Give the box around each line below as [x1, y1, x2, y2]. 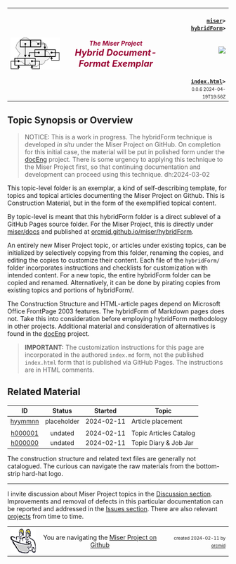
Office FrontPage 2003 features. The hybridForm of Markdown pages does [7, 307, 225, 315]
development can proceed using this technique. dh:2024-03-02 [24, 170, 210, 179]
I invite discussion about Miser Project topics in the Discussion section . [7, 489, 213, 498]
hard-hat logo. [22, 469, 63, 477]
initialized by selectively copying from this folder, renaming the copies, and [7, 249, 224, 257]
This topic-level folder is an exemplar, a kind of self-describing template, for [7, 184, 227, 192]
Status [52, 406, 72, 415]
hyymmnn [10, 417, 39, 425]
